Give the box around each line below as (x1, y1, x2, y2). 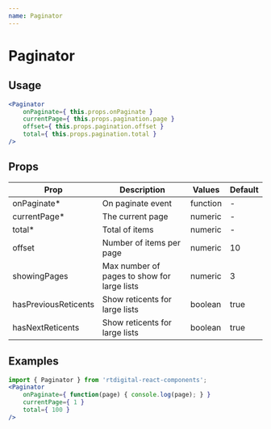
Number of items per (102, 237, 181, 248)
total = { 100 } (23, 406, 70, 414)
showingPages (12, 270, 69, 281)
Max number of (102, 260, 161, 271)
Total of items (102, 224, 154, 235)
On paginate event (102, 197, 172, 208)
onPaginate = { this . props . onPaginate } (23, 107, 153, 116)
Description (119, 183, 165, 195)
